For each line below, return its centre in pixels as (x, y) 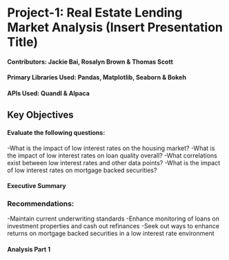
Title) (23, 42)
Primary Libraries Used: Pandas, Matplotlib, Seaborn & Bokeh (97, 77)
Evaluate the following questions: (56, 132)
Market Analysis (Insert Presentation (115, 27)
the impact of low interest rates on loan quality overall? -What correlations (112, 155)
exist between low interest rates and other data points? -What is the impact (114, 162)
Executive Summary (37, 186)
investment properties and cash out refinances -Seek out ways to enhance (113, 226)
